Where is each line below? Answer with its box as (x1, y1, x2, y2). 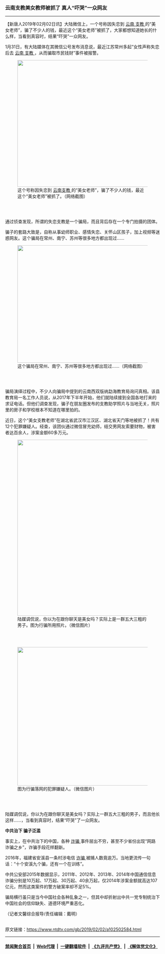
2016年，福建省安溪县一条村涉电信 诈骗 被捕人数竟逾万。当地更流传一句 (5, 855, 151, 861)
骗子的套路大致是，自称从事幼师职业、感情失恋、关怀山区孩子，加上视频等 (5, 229, 156, 235)
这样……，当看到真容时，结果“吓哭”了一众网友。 (5, 817, 103, 823)
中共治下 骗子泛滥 (5, 828, 41, 834)
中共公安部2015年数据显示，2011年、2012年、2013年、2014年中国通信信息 (5, 871, 156, 877)
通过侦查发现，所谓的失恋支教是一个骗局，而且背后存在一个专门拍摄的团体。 (5, 219, 160, 224)
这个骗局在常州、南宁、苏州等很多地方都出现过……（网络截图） (17, 363, 146, 369)
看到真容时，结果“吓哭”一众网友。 (22, 33, 91, 39)
